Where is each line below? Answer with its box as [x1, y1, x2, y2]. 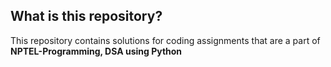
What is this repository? [10, 8, 163, 25]
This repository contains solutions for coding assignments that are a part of [10, 34, 321, 46]
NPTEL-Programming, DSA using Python [10, 45, 183, 57]
